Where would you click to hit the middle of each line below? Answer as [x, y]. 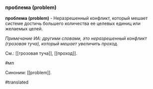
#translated [17, 82]
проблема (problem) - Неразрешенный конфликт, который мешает [76, 18]
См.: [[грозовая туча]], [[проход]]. [41, 53]
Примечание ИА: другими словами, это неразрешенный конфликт [76, 38]
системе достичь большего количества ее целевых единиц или [73, 23]
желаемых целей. [24, 29]
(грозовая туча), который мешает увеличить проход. [62, 44]
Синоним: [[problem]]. [29, 73]
